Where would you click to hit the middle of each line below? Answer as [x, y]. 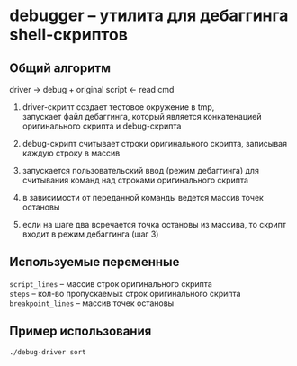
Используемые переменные [94, 262]
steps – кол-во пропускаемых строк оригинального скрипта [125, 293]
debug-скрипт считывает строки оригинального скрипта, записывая [155, 143]
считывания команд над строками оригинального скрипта [135, 180]
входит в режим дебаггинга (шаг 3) [90, 234]
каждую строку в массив [71, 153]
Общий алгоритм [60, 68]
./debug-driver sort [48, 352]
